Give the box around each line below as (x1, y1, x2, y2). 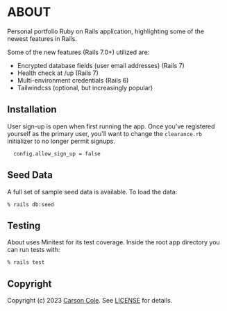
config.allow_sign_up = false (13, 150, 101, 157)
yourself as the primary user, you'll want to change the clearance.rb (7, 129, 203, 137)
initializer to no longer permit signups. (7, 137, 116, 145)
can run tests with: (7, 246, 60, 254)
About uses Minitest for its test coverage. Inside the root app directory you (7, 238, 220, 246)
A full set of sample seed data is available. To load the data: (7, 187, 178, 196)
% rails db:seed (7, 201, 54, 208)
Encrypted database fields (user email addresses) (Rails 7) (17, 61, 185, 69)
